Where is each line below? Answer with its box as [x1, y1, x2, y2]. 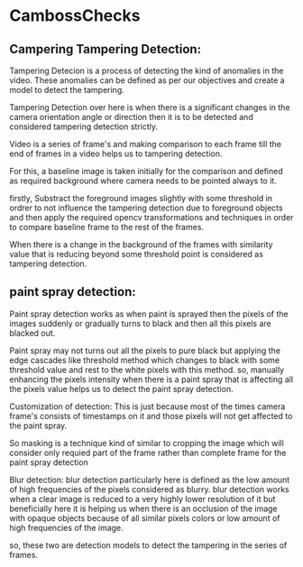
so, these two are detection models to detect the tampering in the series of [9, 539, 288, 551]
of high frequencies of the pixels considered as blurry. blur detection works [9, 484, 290, 495]
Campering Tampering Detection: [9, 42, 201, 57]
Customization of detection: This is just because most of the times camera [9, 401, 286, 412]
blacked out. [9, 327, 56, 339]
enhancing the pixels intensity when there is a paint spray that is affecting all [9, 374, 294, 385]
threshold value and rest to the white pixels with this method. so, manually [9, 364, 285, 375]
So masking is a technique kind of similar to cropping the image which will [9, 437, 284, 448]
